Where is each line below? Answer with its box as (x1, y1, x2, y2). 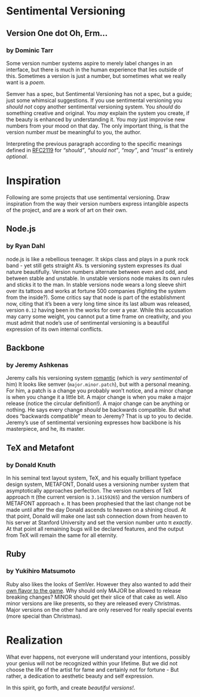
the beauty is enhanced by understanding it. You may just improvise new (6, 116, 186, 123)
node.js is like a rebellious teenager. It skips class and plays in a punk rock (6, 255, 189, 262)
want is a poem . (6, 79, 45, 86)
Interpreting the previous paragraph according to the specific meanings (6, 140, 182, 147)
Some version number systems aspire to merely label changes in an (6, 59, 173, 67)
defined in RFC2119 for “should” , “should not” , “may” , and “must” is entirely (6, 146, 193, 153)
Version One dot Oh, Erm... (6, 28, 108, 38)
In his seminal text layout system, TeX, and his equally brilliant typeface (6, 474, 181, 481)
